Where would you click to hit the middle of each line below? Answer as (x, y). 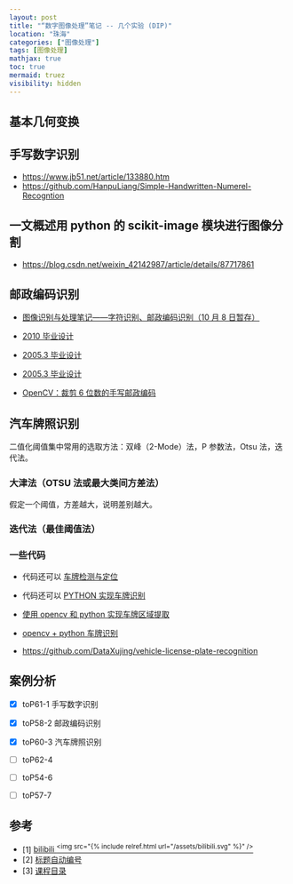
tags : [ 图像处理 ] (39, 51)
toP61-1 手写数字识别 (60, 704)
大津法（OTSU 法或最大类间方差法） (87, 483)
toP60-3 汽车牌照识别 (62, 742)
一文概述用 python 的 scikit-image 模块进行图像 (141, 226)
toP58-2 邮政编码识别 (61, 723)
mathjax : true (36, 59)
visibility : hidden (45, 84)
